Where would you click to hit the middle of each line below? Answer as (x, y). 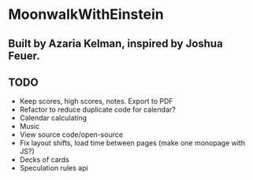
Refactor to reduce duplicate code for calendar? (97, 110)
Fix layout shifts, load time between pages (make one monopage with (132, 143)
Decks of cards (44, 160)
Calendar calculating (53, 118)
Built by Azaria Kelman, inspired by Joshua (115, 44)
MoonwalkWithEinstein (86, 15)
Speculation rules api (54, 168)
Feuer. (24, 55)
